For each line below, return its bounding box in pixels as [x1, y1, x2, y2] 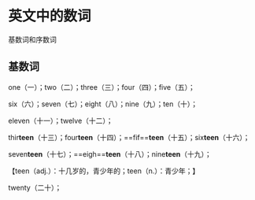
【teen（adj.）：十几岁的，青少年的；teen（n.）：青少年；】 [8, 166, 200, 176]
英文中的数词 [8, 7, 92, 25]
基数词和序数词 [8, 35, 57, 44]
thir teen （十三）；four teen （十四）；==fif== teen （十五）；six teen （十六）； [8, 132, 250, 142]
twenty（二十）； [8, 183, 62, 192]
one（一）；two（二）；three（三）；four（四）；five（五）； [8, 82, 195, 91]
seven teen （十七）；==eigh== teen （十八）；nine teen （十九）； [8, 149, 213, 158]
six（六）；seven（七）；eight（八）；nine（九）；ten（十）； [8, 99, 198, 109]
